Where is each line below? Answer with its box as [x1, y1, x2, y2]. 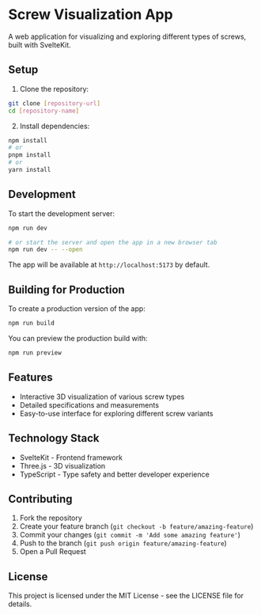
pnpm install [8, 151, 51, 159]
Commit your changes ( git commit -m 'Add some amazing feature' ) [19, 530, 241, 540]
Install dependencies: [19, 121, 90, 131]
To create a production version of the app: [8, 304, 146, 313]
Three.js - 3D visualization [19, 461, 106, 470]
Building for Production [8, 283, 125, 296]
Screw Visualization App [8, 6, 173, 24]
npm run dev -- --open [8, 245, 83, 254]
